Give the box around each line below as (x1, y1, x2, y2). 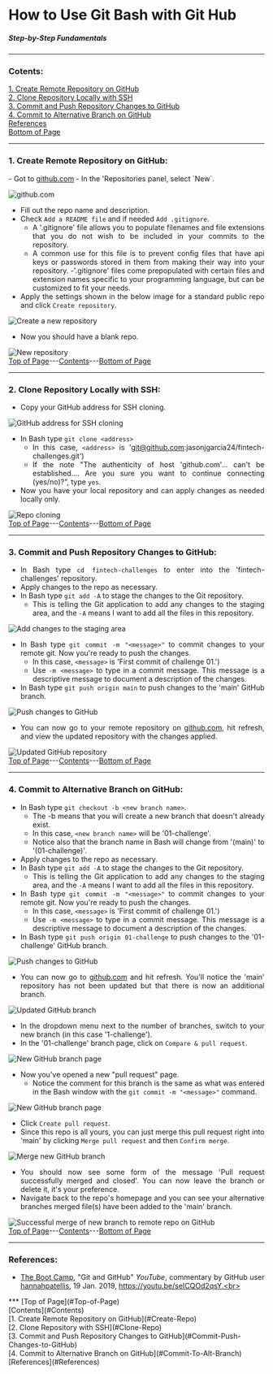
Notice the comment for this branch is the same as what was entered (32, 1078, 265, 1088)
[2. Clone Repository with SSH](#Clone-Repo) (8, 1322, 162, 1332)
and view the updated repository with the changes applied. (19, 731, 218, 741)
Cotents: (8, 66, 44, 77)
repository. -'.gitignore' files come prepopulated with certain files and (32, 266, 265, 275)
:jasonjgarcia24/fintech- (184, 443, 265, 453)
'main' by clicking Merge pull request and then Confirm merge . (19, 1135, 230, 1145)
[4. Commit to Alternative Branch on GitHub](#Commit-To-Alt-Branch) (8, 1348, 242, 1358)
